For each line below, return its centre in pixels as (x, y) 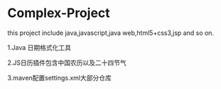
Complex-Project (59, 13)
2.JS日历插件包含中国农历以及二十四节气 (67, 63)
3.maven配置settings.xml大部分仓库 (59, 78)
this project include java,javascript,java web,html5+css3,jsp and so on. (111, 33)
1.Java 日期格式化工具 (39, 47)
